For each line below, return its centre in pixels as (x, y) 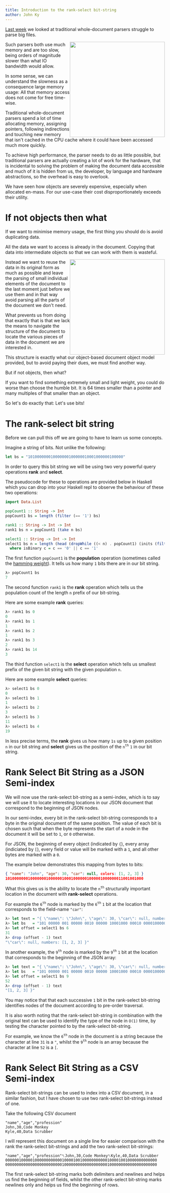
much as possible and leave (34, 273)
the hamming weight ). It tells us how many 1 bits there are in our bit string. (82, 563)
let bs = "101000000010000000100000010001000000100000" (65, 457)
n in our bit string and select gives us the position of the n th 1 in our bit (79, 746)
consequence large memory (35, 86)
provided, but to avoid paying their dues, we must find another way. (76, 363)
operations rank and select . (34, 472)
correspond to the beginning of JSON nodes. (52, 808)
